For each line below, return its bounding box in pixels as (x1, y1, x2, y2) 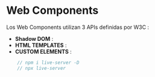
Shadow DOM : (14, 35, 54, 42)
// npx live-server (17, 65, 66, 71)
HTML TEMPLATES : (14, 42, 67, 49)
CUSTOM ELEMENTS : (14, 48, 72, 55)
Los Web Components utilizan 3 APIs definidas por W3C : (6, 23, 150, 31)
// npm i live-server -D (17, 60, 80, 66)
